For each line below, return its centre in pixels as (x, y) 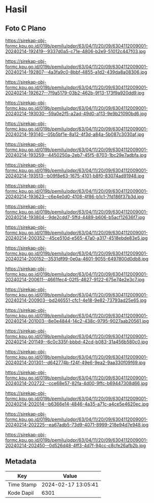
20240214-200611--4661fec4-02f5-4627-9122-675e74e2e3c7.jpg (75, 280)
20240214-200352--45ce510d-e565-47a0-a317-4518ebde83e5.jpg (76, 238)
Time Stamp (22, 485)
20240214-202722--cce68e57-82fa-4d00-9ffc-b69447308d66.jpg (76, 383)
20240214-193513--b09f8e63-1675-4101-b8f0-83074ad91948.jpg (75, 176)
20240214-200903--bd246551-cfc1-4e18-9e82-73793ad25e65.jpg (76, 300)
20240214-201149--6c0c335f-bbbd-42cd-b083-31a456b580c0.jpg (77, 342)
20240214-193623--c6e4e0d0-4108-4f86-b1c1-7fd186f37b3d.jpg (74, 197)
